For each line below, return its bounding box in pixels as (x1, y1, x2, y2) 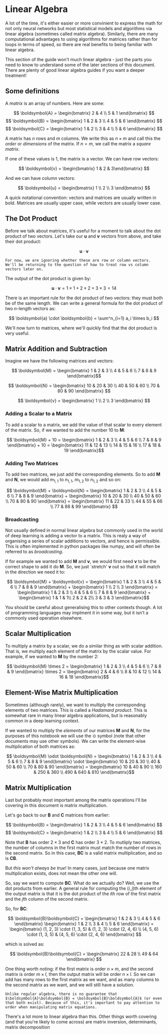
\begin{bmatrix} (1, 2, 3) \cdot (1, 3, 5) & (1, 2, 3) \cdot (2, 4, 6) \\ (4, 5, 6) (9, 926, 159, 932)
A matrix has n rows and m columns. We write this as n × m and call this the (5, 135, 161, 141)
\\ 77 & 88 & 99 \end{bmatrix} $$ (50, 503, 118, 509)
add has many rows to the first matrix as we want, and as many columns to (5, 976, 159, 982)
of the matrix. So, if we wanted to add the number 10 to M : (5, 427, 125, 433)
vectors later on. (5, 267, 43, 272)
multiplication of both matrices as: (5, 743, 75, 749)
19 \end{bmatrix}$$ (64, 447, 104, 453)
